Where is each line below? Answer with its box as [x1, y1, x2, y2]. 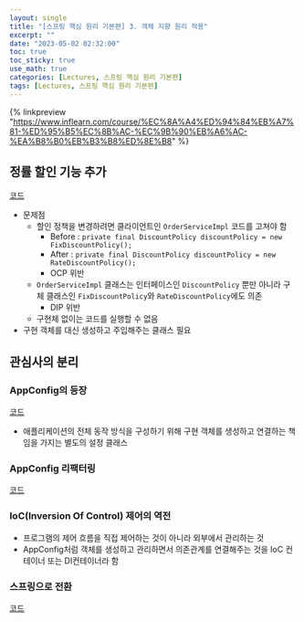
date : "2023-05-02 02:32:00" [9, 38, 121, 48]
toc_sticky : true [9, 56, 76, 65]
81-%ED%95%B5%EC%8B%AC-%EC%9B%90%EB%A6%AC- [9, 125, 248, 137]
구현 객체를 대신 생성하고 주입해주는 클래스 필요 [22, 325, 192, 336]
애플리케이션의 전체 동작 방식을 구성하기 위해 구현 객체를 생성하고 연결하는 [22, 426, 287, 437]
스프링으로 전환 [9, 580, 73, 593]
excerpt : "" [9, 30, 55, 39]
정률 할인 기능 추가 [9, 164, 107, 180]
